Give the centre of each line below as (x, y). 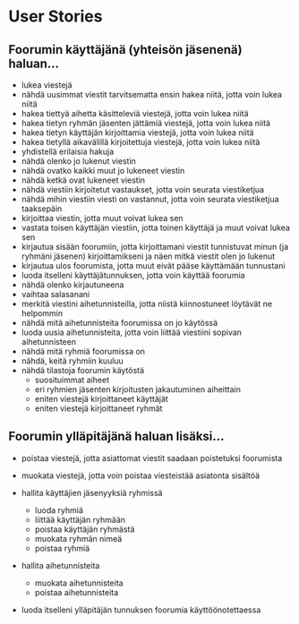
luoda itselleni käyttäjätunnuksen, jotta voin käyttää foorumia (133, 275)
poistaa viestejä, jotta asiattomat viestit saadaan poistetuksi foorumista (152, 457)
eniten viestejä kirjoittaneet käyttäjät (102, 399)
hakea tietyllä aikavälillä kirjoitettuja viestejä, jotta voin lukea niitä (141, 142)
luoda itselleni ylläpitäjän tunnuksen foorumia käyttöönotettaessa (141, 610)
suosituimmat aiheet (72, 380)
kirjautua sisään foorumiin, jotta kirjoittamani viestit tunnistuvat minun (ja (155, 247)
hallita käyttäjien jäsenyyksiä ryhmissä (92, 492)
